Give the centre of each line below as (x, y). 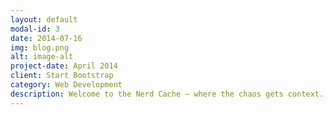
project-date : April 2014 (64, 66)
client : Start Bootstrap (62, 76)
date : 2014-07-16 (46, 38)
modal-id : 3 (35, 29)
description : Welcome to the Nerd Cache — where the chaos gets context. (167, 94)
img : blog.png (40, 47)
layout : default (44, 19)
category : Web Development (66, 85)
